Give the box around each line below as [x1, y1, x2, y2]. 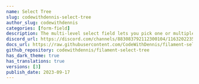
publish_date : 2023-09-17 [6, 69, 70, 75]
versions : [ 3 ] [6, 63, 41, 70]
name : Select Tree [6, 8, 52, 15]
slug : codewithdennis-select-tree [6, 14, 92, 20]
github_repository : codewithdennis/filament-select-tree [6, 47, 150, 53]
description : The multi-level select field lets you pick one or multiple [6, 31, 195, 37]
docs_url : [6, 42, 31, 48]
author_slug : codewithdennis [6, 20, 78, 25]
